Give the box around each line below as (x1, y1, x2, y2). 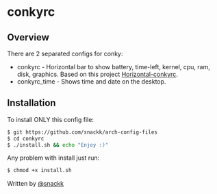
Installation (7, 97, 56, 109)
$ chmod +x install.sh (7, 167, 72, 174)
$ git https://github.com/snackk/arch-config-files (7, 128, 157, 136)
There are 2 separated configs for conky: (7, 49, 123, 58)
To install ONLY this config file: (7, 115, 94, 123)
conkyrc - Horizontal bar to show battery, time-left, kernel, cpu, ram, (16, 63, 210, 71)
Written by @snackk (7, 180, 64, 188)
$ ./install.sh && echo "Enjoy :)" (7, 141, 109, 148)
